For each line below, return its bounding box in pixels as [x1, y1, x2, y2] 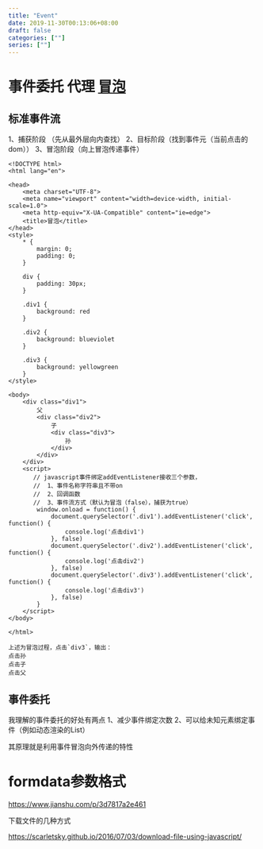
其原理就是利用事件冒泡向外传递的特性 [8, 742, 133, 751]
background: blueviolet [36, 335, 115, 344]
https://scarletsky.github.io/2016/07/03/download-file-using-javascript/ [8, 832, 242, 841]
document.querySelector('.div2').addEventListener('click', [50, 542, 253, 550]
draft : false [8, 26, 51, 34]
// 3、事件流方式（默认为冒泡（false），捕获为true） [32, 499, 192, 507]
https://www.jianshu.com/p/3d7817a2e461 [8, 799, 147, 808]
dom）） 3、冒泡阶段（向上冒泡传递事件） [8, 145, 144, 154]
